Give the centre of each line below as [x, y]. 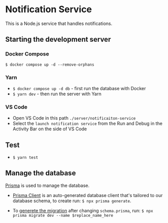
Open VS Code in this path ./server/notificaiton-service [74, 118]
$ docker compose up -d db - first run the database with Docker [79, 88]
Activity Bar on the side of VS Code [50, 129]
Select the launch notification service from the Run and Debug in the [88, 124]
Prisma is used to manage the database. [48, 185]
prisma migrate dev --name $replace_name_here [63, 215]
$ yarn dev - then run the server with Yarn [57, 94]
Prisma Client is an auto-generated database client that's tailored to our [88, 195]
